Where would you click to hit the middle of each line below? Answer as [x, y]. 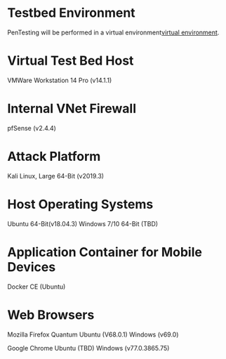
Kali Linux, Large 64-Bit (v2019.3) [55, 176]
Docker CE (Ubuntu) [36, 287]
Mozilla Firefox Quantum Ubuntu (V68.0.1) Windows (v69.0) [93, 334]
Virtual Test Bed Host [71, 61]
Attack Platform [54, 157]
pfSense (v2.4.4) [32, 128]
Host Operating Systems [80, 204]
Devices [32, 267]
